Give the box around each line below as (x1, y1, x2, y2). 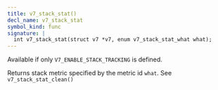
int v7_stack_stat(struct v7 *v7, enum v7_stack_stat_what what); (13, 36, 212, 43)
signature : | (7, 29, 46, 37)
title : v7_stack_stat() (7, 10, 77, 17)
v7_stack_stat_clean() (7, 76, 74, 84)
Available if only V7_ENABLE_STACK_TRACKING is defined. (7, 55, 163, 63)
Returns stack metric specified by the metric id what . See (7, 69, 172, 77)
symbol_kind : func (7, 23, 61, 30)
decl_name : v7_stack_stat (7, 17, 83, 24)
